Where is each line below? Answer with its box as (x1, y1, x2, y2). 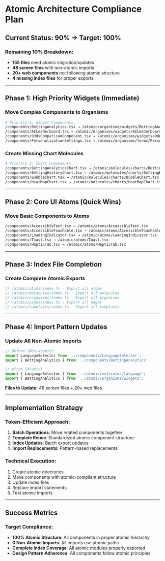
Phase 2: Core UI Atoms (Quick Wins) (5, 198, 121, 206)
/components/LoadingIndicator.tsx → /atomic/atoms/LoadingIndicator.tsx (5, 233, 157, 238)
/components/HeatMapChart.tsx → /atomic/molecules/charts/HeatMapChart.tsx (5, 179, 164, 184)
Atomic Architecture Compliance (5, 3, 142, 15)
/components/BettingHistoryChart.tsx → (5, 170, 87, 175)
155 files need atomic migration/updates (12, 59, 94, 65)
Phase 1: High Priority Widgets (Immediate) (5, 94, 139, 102)
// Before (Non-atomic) (5, 349, 54, 354)
